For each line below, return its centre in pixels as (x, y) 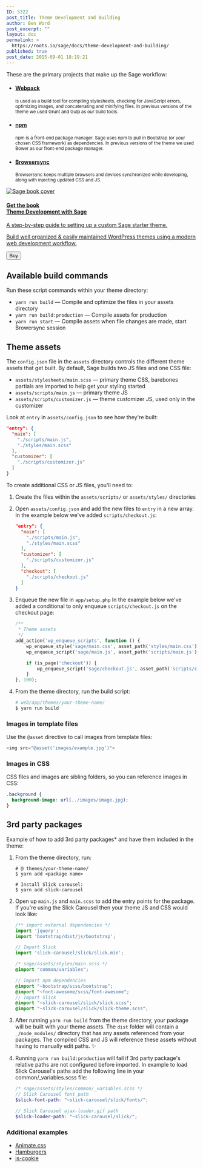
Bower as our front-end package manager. (59, 149)
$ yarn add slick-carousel (49, 890)
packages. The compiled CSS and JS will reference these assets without (106, 1040)
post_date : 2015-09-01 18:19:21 (47, 57)
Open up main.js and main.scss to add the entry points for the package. (105, 901)
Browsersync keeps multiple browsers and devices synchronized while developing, (101, 175)
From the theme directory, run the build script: (72, 692)
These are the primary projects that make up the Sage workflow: (87, 74)
